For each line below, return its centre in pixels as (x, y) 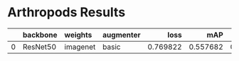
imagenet (80, 47)
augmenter (122, 35)
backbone (40, 35)
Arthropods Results (67, 12)
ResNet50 (39, 47)
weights (78, 35)
